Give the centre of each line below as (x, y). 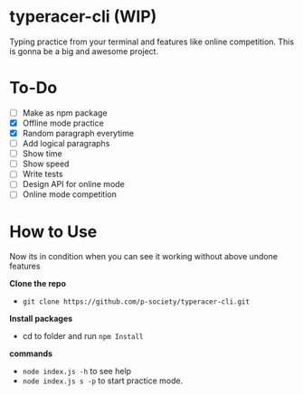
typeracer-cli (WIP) (83, 17)
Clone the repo (38, 284)
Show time (42, 154)
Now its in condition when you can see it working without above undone (144, 257)
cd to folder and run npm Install (83, 336)
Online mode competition (70, 194)
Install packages (41, 319)
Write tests (43, 174)
